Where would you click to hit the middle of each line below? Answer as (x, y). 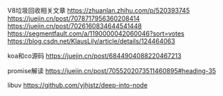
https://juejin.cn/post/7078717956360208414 (74, 18)
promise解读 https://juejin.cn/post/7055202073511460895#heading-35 (112, 71)
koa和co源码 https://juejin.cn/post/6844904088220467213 (94, 56)
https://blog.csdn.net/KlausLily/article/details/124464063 (92, 41)
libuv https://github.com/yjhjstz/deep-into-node (78, 85)
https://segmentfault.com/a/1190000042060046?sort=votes (96, 33)
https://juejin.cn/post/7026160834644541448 (75, 26)
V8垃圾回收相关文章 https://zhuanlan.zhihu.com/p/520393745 (99, 10)
